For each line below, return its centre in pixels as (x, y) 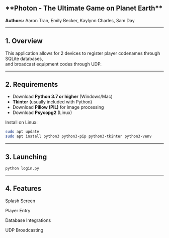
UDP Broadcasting (24, 230)
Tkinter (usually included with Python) (52, 102)
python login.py (22, 168)
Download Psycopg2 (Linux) (42, 112)
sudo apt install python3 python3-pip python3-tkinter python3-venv (78, 136)
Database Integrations (28, 220)
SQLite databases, (24, 58)
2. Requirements (32, 84)
